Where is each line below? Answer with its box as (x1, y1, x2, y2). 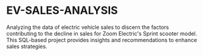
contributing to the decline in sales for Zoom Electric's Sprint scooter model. (6, 30, 198, 37)
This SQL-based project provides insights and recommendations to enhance (6, 36, 198, 43)
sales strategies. (6, 43, 47, 50)
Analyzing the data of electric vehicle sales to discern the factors (6, 23, 169, 31)
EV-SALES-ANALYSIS (6, 4, 119, 17)
